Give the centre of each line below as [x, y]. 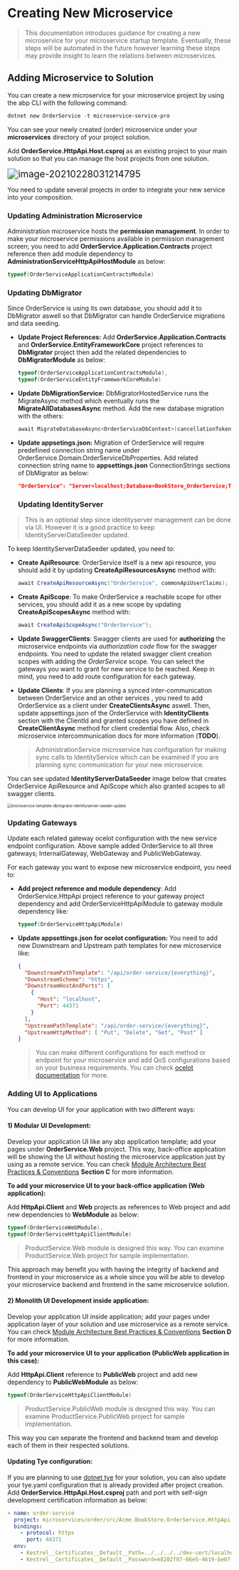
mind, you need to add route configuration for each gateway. [107, 676]
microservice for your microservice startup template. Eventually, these [128, 40]
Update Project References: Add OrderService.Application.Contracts [122, 337]
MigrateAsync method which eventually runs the [89, 401]
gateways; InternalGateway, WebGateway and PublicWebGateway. [105, 853]
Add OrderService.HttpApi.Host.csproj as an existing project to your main [117, 150]
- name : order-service [41, 1513]
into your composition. [40, 197]
